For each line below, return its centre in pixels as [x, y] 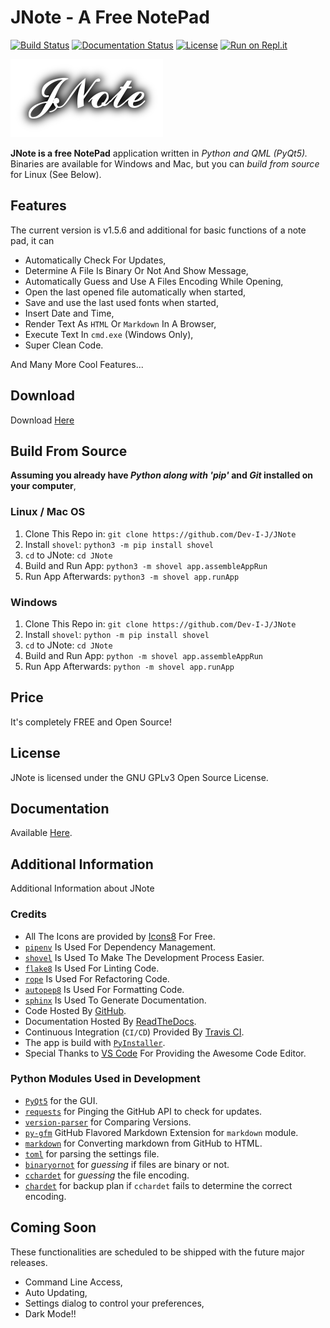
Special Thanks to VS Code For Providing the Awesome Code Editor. [165, 1053]
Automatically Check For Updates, [95, 260]
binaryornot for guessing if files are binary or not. [127, 1164]
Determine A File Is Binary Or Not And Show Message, [136, 270]
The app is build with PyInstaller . [95, 1042]
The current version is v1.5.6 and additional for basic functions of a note [158, 230]
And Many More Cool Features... [77, 364]
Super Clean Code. [64, 345]
